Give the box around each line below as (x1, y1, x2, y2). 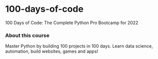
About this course (5, 32, 50, 39)
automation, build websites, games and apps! (5, 48, 98, 55)
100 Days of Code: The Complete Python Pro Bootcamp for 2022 (5, 20, 139, 26)
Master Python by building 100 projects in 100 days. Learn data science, (5, 43, 153, 49)
